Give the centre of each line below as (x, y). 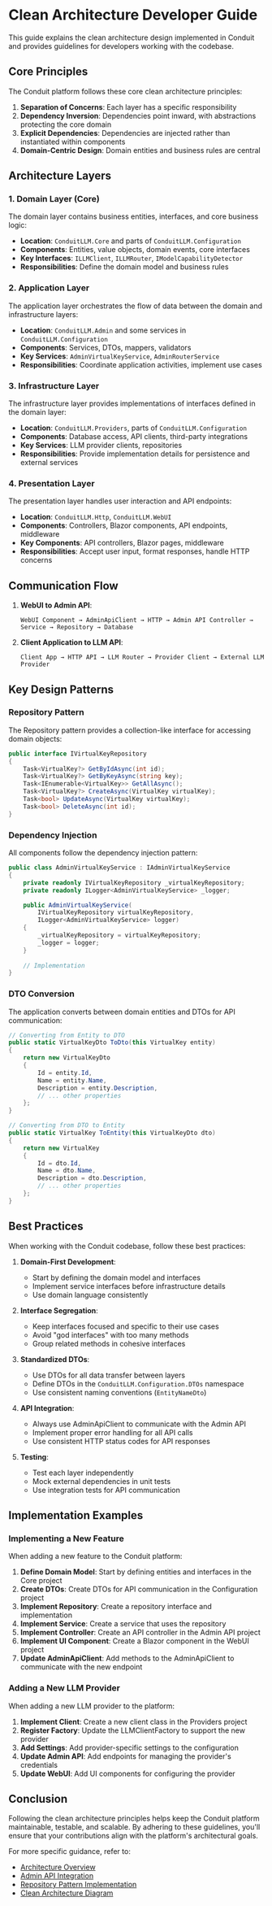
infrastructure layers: (43, 314)
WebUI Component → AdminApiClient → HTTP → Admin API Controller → (136, 620)
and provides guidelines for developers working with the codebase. (121, 46)
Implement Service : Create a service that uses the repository (123, 1624)
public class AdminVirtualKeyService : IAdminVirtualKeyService (119, 868)
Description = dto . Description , (93, 1178)
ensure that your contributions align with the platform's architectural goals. (133, 1836)
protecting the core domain (66, 124)
